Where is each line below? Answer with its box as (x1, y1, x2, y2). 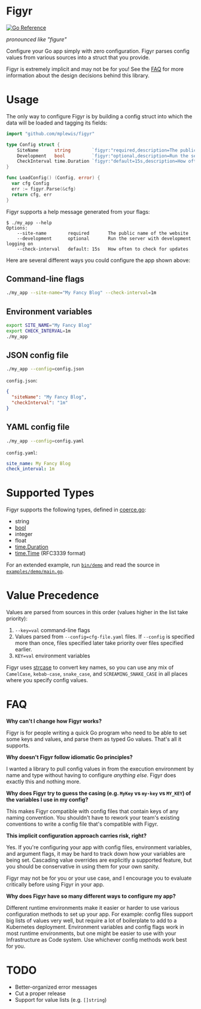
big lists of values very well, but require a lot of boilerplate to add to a (6, 917, 177, 924)
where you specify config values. (6, 677, 89, 684)
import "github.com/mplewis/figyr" (6, 130, 95, 136)
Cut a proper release (14, 990, 66, 997)
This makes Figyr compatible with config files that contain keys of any (6, 808, 179, 815)
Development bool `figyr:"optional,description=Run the (17, 153, 188, 159)
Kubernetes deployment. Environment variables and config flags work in (6, 924, 184, 931)
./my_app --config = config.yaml (6, 437, 84, 444)
